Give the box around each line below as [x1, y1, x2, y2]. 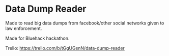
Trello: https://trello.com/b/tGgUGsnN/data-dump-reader [5, 45, 125, 51]
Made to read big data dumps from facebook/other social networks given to [5, 20, 164, 26]
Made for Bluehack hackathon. [5, 35, 70, 41]
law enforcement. [5, 25, 42, 31]
